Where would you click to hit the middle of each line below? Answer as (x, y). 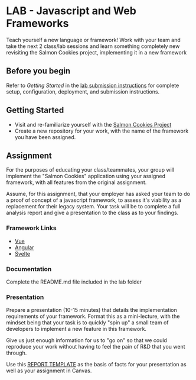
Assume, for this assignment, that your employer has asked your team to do (98, 194)
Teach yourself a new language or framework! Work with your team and (94, 40)
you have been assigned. (45, 137)
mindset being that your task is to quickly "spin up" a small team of (88, 323)
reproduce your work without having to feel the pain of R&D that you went (96, 347)
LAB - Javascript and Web (71, 11)
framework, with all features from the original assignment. (76, 182)
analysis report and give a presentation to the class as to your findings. (92, 213)
